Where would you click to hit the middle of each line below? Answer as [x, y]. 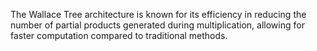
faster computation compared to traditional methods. [119, 35]
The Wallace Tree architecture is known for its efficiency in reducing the [158, 14]
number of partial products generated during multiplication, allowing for [157, 25]
